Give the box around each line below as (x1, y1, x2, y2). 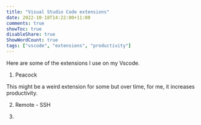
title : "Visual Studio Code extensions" (6, 8, 110, 15)
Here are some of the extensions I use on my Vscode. (6, 59, 140, 67)
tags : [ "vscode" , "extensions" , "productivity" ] (6, 43, 131, 49)
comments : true (6, 20, 45, 26)
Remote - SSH (15, 101, 51, 108)
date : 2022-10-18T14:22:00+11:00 (6, 15, 91, 21)
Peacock (15, 71, 38, 78)
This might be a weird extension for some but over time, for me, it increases (6, 83, 195, 90)
